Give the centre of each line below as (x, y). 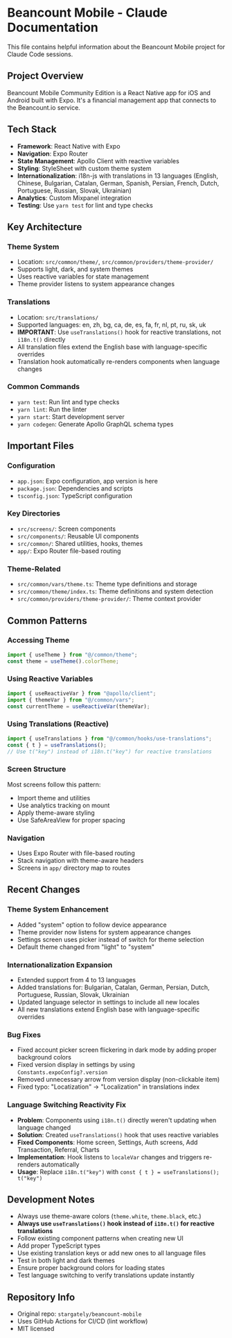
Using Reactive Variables (50, 679)
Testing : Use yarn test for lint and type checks (85, 205)
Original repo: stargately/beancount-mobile (79, 1314)
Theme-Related (34, 569)
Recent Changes (44, 890)
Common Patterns (47, 621)
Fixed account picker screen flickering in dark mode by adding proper (117, 1050)
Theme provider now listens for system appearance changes (104, 932)
